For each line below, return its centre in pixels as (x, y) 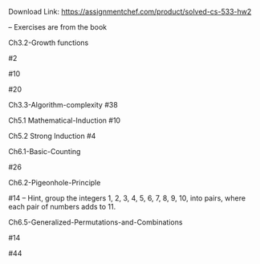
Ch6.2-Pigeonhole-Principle (55, 183)
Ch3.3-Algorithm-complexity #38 (63, 105)
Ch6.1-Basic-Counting (45, 151)
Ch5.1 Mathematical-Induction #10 (65, 120)
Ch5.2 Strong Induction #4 (52, 136)
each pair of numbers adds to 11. (62, 207)
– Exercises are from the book (57, 27)
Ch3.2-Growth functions (49, 43)
